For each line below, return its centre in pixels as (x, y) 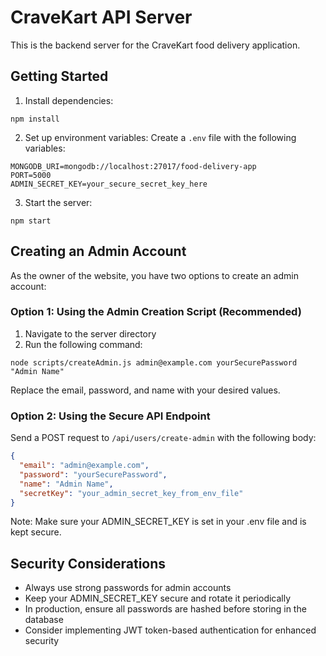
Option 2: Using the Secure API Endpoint (110, 416)
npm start (31, 221)
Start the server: (58, 202)
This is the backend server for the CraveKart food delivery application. (155, 45)
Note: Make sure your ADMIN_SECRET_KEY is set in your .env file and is (158, 522)
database (44, 620)
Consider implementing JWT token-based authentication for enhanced (170, 630)
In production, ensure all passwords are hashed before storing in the (165, 609)
